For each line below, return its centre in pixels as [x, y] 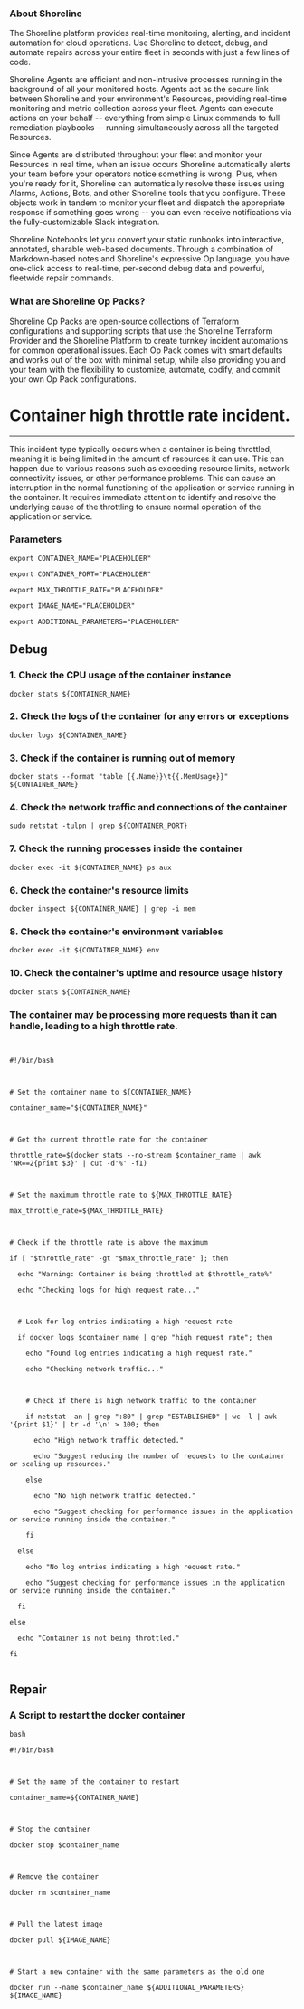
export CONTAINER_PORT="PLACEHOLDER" [81, 574]
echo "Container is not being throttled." [99, 1638]
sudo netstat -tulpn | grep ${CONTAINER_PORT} [99, 826]
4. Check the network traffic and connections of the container [148, 808]
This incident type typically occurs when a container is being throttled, [141, 449]
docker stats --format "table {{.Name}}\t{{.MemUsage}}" [119, 777]
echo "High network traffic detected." [108, 1440]
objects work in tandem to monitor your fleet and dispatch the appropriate [147, 203]
